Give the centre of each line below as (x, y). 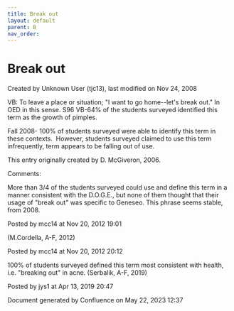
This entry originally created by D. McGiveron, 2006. (84, 160)
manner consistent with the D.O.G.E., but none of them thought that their (113, 195)
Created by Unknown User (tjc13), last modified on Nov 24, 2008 (102, 89)
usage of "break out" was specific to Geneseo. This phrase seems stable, (115, 202)
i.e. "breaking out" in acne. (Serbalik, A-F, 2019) (78, 273)
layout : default (31, 21)
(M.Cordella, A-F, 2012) (42, 238)
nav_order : (23, 34)
